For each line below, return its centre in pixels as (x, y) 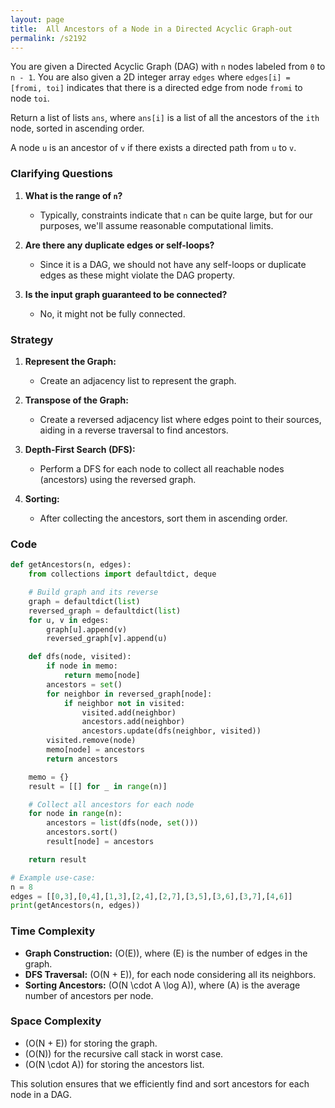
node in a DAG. (41, 1094)
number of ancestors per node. (89, 995)
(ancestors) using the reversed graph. (118, 479)
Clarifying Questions (61, 174)
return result (57, 859)
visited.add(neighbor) (129, 712)
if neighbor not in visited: (124, 703)
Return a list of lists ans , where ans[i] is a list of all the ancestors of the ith (165, 118)
